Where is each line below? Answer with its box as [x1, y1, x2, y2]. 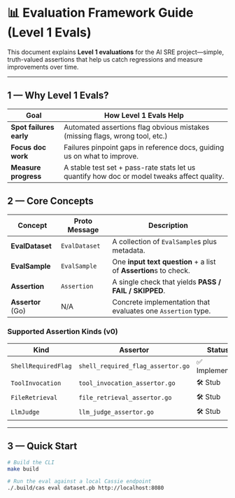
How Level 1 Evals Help [104, 110, 184, 120]
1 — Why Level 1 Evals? [7, 90, 110, 102]
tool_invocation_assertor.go [78, 379, 176, 387]
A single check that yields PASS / [112, 277, 222, 287]
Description [148, 220, 189, 230]
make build [7, 465, 39, 473]
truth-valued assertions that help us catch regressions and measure [7, 55, 203, 63]
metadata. [112, 245, 145, 255]
